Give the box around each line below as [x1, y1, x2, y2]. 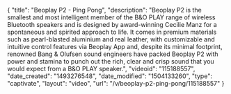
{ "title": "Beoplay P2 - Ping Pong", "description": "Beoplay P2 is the [7, 6, 202, 14]
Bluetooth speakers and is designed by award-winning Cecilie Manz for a [7, 21, 217, 28]
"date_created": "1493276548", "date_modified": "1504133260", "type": [7, 72, 212, 80]
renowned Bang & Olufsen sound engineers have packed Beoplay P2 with [7, 50, 218, 58]
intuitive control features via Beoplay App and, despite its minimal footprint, [7, 43, 223, 50]
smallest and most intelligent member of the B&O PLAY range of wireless [7, 13, 216, 21]
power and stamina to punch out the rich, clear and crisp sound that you [7, 57, 214, 65]
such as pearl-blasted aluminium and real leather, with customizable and [7, 35, 216, 44]
